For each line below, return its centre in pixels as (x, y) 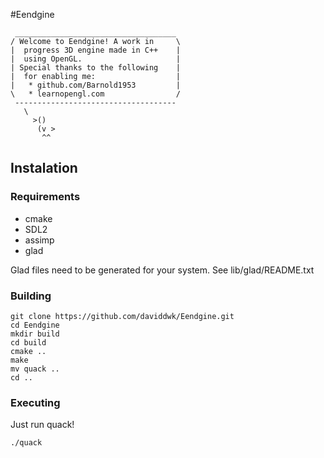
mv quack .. (35, 369)
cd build (28, 342)
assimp (39, 240)
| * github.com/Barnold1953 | (96, 85)
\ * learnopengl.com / (96, 94)
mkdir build (35, 334)
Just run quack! (42, 425)
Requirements (45, 197)
